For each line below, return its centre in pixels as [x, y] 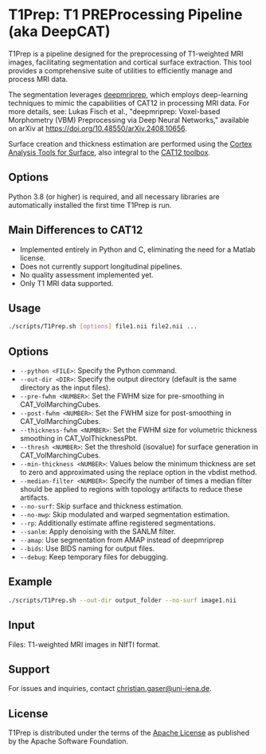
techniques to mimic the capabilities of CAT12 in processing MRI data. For [129, 103]
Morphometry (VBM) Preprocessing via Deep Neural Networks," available [129, 120]
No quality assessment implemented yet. [86, 275]
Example [30, 582]
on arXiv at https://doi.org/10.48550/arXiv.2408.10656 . [98, 128]
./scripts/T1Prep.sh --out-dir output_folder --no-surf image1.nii [123, 600]
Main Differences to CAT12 [76, 230]
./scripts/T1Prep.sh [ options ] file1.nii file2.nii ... [103, 327]
